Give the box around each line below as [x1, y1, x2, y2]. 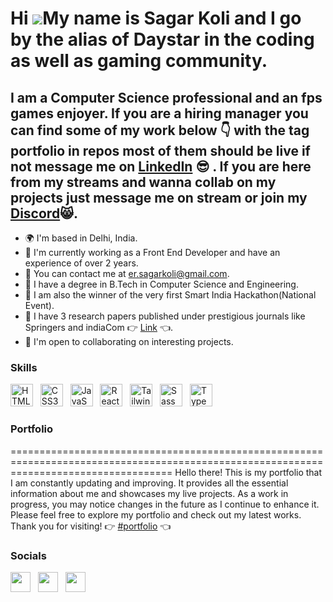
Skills [10, 360, 38, 374]
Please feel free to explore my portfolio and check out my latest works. [10, 508, 302, 521]
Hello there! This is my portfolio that [174, 466, 323, 478]
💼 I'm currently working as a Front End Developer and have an [24, 247, 281, 258]
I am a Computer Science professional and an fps [10, 89, 323, 106]
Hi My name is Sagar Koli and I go [10, 7, 302, 30]
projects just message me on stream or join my [10, 189, 308, 206]
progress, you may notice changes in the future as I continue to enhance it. [10, 498, 320, 510]
